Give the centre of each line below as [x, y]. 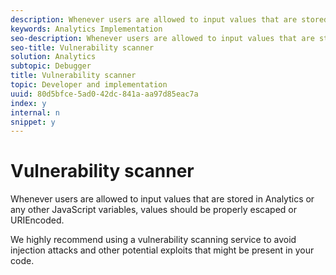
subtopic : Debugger [51, 66]
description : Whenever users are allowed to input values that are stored [169, 19]
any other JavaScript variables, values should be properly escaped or [154, 210]
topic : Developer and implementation [89, 85]
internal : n [35, 112]
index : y [28, 103]
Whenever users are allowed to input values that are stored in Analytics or [162, 199]
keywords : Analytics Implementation [86, 29]
